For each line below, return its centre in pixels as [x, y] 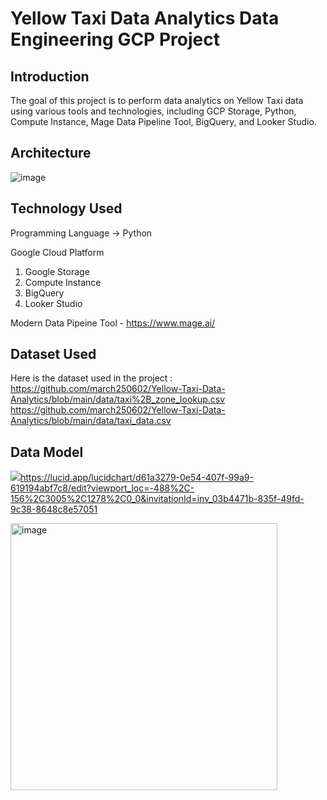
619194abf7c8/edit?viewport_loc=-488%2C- [102, 488]
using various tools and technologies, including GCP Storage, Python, [153, 111]
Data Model [47, 452]
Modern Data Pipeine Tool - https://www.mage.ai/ [113, 323]
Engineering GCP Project [115, 39]
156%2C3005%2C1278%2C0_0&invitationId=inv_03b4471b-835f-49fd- [157, 499]
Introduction [50, 76]
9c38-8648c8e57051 [54, 509]
